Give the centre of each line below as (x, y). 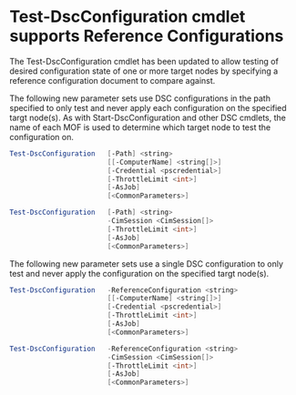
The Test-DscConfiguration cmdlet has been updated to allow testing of (144, 61)
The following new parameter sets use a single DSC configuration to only (147, 263)
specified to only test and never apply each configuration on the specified (148, 107)
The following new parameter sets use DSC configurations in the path (140, 98)
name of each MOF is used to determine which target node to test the (140, 127)
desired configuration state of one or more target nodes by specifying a (144, 71)
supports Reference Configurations (147, 36)
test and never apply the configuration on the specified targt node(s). (139, 273)
